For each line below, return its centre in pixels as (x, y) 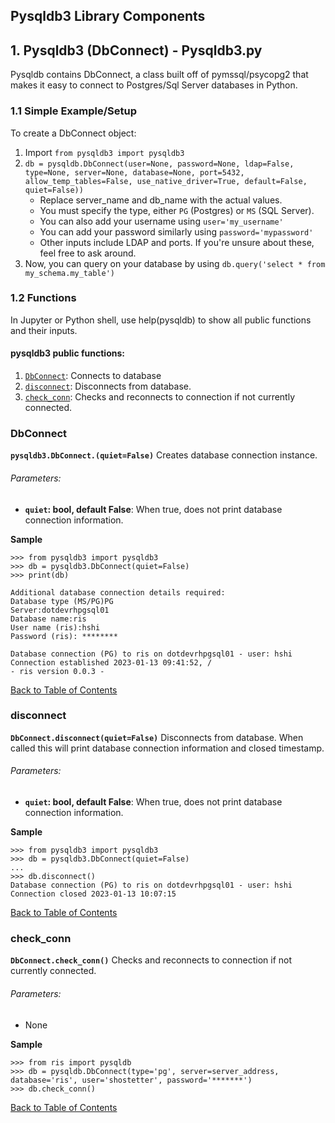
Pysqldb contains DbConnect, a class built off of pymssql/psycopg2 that (159, 75)
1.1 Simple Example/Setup (74, 111)
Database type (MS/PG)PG (62, 601)
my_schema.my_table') (69, 273)
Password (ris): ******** (64, 636)
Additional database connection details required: (118, 592)
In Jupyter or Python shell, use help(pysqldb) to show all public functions (161, 320)
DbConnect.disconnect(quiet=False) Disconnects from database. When (157, 737)
